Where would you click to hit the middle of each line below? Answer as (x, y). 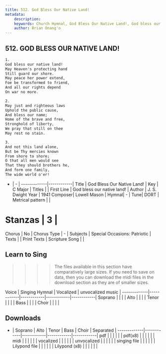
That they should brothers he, (37, 165)
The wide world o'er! (28, 175)
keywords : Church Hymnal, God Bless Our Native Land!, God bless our (87, 24)
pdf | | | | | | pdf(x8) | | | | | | (127, 335)
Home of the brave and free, (35, 120)
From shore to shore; (28, 156)
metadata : (15, 14)
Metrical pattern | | (31, 200)
